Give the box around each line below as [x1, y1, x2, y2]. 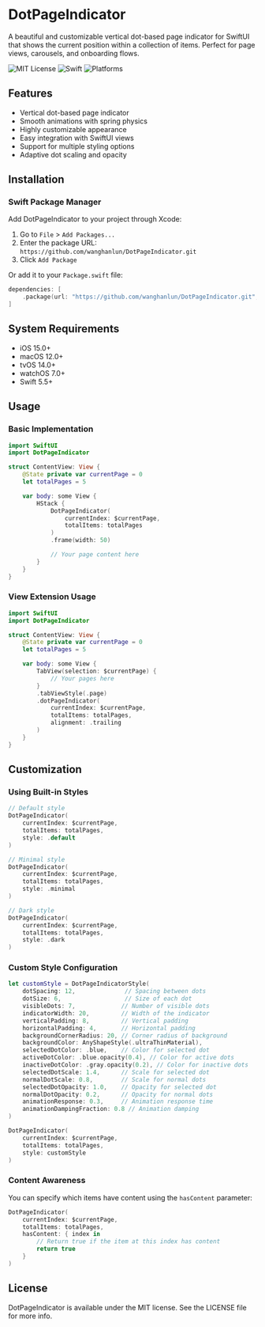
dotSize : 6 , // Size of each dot [22, 995, 192, 1003]
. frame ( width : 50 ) [50, 536, 111, 544]
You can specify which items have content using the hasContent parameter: [8, 1192, 252, 1202]
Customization [8, 763, 83, 776]
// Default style [8, 805, 65, 813]
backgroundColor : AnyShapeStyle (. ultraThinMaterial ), [22, 1039, 203, 1047]
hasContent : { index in [22, 1230, 101, 1238]
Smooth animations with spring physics [19, 116, 148, 126]
